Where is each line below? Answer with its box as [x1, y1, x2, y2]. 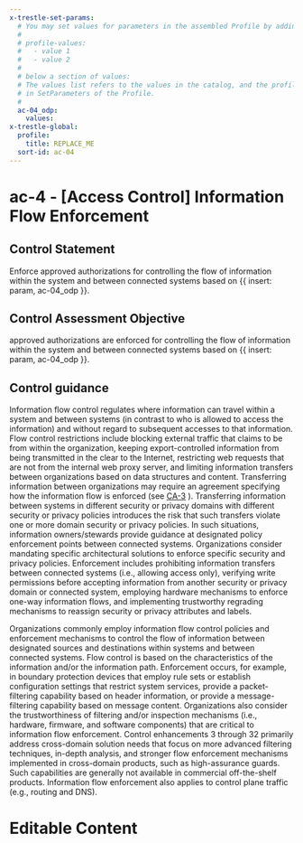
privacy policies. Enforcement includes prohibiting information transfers [9, 557, 276, 569]
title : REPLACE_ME [25, 139, 95, 148]
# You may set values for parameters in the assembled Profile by [17, 22, 272, 31]
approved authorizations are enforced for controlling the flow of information [9, 335, 291, 346]
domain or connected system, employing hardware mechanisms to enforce [9, 586, 289, 597]
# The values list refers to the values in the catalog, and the [17, 80, 269, 89]
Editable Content [9, 819, 138, 838]
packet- [239, 681, 269, 692]
